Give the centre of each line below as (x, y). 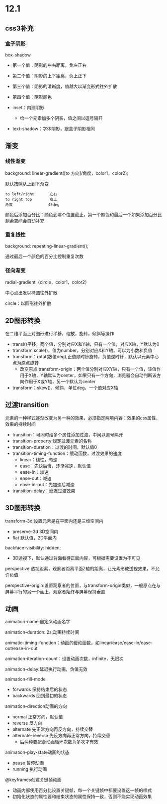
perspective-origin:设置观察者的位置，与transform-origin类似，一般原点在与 (83, 585)
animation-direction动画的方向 (36, 706)
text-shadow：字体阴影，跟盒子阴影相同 (54, 129)
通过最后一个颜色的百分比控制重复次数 (44, 256)
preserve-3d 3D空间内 (35, 532)
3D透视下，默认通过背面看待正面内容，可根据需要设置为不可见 (76, 558)
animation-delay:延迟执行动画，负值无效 (46, 669)
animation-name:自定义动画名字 (38, 622)
